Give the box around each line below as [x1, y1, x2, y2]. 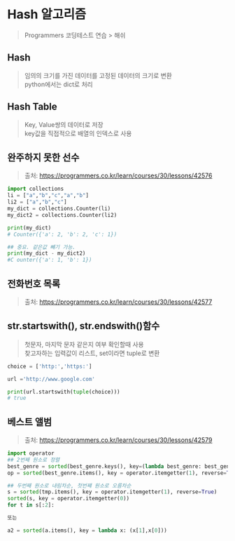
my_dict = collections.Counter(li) [7, 205, 111, 212]
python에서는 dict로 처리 [24, 80, 93, 88]
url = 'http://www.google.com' [7, 375, 96, 382]
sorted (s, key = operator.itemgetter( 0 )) [7, 495, 130, 502]
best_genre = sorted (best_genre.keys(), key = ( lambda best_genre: [7, 462, 201, 470]
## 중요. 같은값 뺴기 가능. [7, 243, 76, 251]
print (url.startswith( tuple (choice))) [7, 388, 120, 395]
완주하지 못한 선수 [7, 152, 80, 163]
